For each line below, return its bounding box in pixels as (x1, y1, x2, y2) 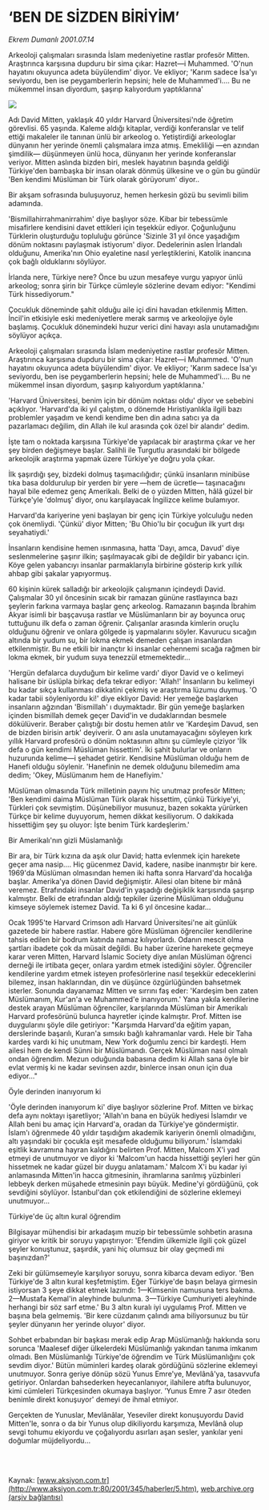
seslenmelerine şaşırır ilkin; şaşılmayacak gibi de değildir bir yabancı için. (8, 551, 250, 561)
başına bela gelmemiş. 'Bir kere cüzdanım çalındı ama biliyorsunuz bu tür (8, 1310, 249, 1320)
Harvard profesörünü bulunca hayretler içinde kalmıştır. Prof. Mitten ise (8, 1011, 242, 1021)
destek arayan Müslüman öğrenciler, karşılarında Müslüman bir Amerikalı (8, 1003, 248, 1013)
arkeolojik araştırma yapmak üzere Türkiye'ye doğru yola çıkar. (8, 453, 215, 463)
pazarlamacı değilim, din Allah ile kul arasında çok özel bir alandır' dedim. (8, 421, 250, 431)
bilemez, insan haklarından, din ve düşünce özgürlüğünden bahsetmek (8, 977, 242, 987)
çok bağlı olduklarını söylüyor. (8, 257, 106, 266)
